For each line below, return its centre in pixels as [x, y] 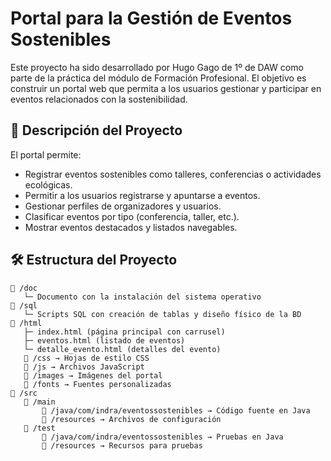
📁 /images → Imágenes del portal [93, 375]
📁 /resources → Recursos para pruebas [122, 445]
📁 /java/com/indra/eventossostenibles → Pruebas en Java [162, 437]
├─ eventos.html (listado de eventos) [104, 340]
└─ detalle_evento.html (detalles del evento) [122, 349]
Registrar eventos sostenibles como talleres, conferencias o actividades [173, 174]
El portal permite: [46, 154]
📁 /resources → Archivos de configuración [131, 419]
